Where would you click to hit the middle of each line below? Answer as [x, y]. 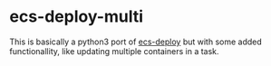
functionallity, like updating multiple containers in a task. [114, 51]
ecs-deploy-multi [76, 17]
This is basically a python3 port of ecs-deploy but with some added [136, 42]
